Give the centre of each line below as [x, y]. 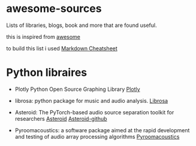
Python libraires [47, 73]
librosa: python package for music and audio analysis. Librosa [91, 101]
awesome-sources [54, 9]
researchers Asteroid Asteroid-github [61, 118]
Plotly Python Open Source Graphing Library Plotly [77, 89]
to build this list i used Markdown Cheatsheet [62, 48]
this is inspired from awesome [43, 36]
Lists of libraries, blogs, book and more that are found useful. [82, 25]
